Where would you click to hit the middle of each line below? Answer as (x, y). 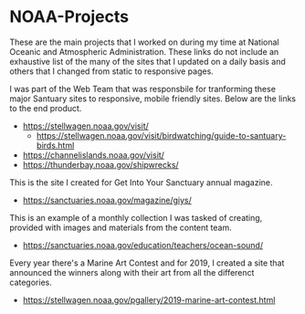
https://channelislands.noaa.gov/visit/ (93, 155)
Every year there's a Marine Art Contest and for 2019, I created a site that (147, 263)
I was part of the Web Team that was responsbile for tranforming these (143, 89)
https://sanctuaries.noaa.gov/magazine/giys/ (107, 200)
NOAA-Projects (69, 17)
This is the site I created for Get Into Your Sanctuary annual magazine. (141, 182)
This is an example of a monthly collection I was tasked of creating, (136, 217)
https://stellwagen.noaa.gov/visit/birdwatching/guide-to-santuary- (161, 135)
